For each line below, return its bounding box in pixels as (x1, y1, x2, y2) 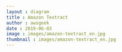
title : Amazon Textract (6, 14, 68, 20)
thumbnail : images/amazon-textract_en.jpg (6, 36, 117, 42)
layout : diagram (6, 8, 50, 15)
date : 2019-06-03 (6, 25, 52, 32)
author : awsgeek (6, 20, 50, 26)
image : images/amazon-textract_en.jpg (6, 31, 106, 37)
